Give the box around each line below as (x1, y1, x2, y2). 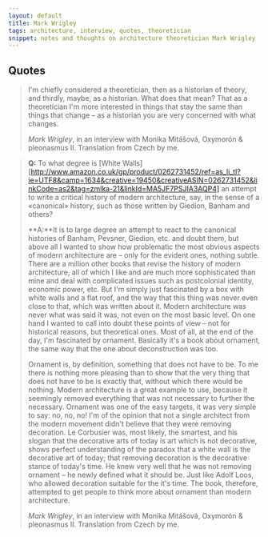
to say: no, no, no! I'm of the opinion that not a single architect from (27, 411, 250, 420)
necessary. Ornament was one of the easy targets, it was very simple (27, 402, 257, 412)
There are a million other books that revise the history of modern (27, 259, 242, 269)
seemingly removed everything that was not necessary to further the (27, 394, 254, 403)
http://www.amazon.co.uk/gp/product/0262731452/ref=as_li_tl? (30, 167, 242, 177)
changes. (27, 119, 59, 129)
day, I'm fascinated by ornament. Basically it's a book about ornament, (27, 335, 261, 345)
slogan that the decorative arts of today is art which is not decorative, (27, 436, 258, 446)
